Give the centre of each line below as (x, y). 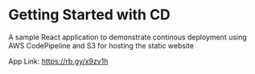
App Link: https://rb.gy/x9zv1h (58, 61)
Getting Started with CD (89, 15)
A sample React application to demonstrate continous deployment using (127, 37)
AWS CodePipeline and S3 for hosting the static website (101, 45)
